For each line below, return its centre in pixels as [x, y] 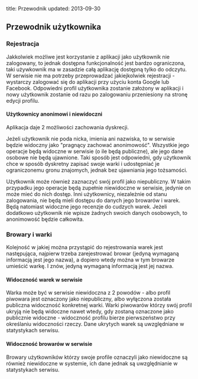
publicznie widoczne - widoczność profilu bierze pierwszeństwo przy [91, 318]
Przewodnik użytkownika [54, 27]
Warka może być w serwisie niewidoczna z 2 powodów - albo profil [88, 293]
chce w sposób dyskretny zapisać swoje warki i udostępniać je [83, 164]
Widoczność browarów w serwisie [49, 344]
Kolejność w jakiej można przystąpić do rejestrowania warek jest [85, 247]
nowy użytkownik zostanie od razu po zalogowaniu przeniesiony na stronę [97, 94]
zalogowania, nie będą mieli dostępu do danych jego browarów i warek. [93, 200]
